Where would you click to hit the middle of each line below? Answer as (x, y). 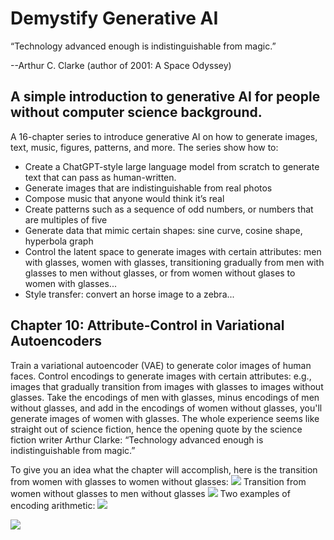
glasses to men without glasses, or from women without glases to (160, 273)
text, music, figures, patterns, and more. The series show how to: (144, 147)
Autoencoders (56, 341)
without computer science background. (136, 112)
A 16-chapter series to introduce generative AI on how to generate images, (164, 136)
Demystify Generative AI (114, 18)
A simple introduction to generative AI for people (165, 97)
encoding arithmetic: (53, 505)
